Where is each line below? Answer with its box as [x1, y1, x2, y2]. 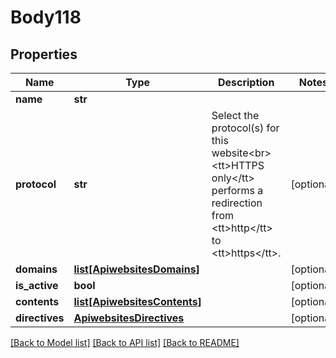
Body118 [10, 6, 82, 29]
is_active [15, 279, 59, 292]
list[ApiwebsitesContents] [73, 295, 202, 308]
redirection [211, 196, 263, 210]
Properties [10, 46, 78, 63]
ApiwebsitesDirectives [73, 311, 185, 325]
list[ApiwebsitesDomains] [73, 262, 200, 276]
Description [217, 76, 275, 89]
